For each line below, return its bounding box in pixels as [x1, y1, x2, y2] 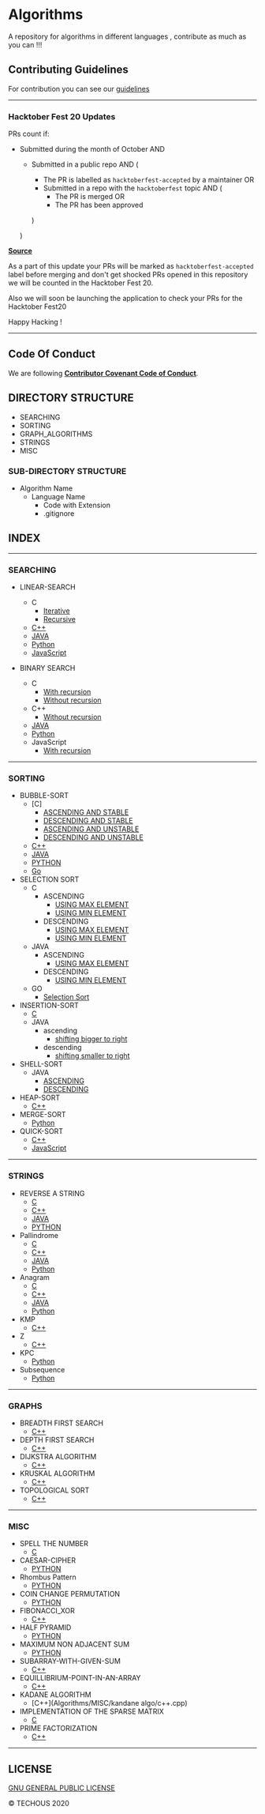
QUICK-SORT [19, 1127, 63, 1136]
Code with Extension [43, 500, 110, 510]
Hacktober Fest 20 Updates [8, 111, 116, 122]
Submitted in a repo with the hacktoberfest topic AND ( [43, 183, 222, 193]
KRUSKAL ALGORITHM [19, 1468, 95, 1478]
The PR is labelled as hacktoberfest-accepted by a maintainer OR [43, 175, 255, 185]
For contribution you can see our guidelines [8, 84, 150, 93]
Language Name [31, 491, 85, 501]
